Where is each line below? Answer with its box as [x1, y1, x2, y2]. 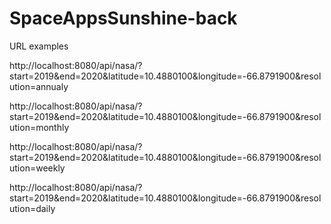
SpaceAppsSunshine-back [9, 7, 238, 30]
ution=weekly [9, 162, 66, 174]
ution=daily [9, 202, 56, 214]
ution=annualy [9, 80, 69, 92]
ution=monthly [9, 121, 70, 133]
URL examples [9, 40, 69, 52]
